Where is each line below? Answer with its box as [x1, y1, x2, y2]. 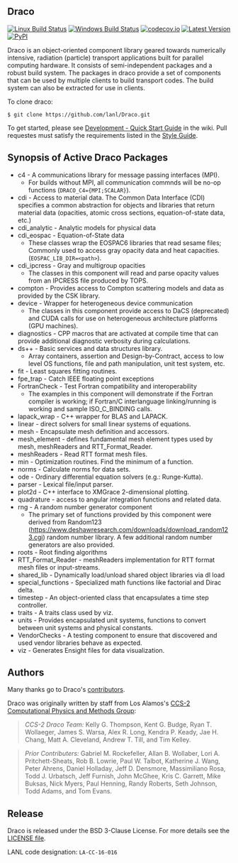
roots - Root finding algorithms [17, 548, 108, 556]
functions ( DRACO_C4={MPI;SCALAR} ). [28, 185, 131, 194]
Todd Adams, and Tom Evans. [24, 787, 112, 796]
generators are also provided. [28, 540, 115, 549]
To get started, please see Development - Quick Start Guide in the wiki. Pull [7, 124, 227, 132]
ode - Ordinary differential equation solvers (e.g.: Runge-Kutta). [17, 472, 203, 481]
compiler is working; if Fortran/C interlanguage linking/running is [28, 397, 217, 406]
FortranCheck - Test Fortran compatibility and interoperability [17, 381, 197, 390]
